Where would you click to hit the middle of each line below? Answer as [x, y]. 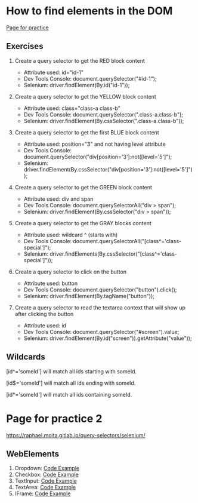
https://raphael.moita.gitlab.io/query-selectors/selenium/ [76, 435]
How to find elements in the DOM [89, 11]
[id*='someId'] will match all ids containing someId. [69, 394]
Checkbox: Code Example [47, 475]
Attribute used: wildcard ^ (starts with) [71, 235]
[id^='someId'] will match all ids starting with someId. [72, 371]
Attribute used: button [51, 283]
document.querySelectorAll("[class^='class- [127, 241]
